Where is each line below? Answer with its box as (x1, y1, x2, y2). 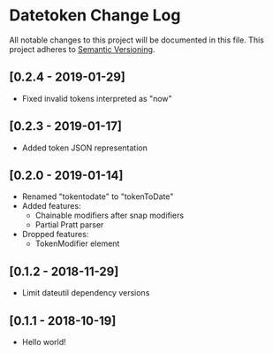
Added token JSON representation (21, 142, 148, 153)
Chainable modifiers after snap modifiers (34, 210, 184, 221)
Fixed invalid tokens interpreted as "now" (21, 93, 172, 104)
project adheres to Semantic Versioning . (9, 43, 155, 54)
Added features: (21, 201, 81, 212)
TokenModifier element (34, 238, 120, 249)
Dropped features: (21, 229, 89, 240)
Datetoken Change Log (9, 5, 181, 26)
